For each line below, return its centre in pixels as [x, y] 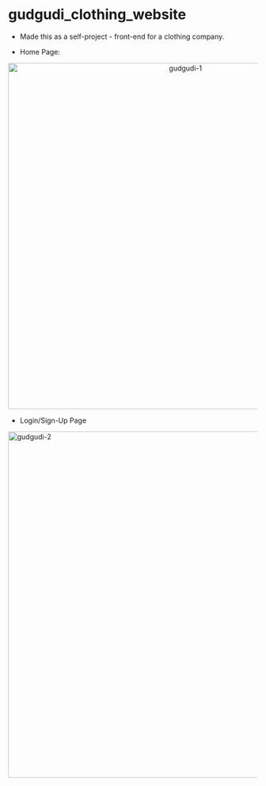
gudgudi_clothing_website [97, 15]
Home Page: [40, 51]
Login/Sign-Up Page [53, 420]
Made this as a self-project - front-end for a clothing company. [122, 36]
